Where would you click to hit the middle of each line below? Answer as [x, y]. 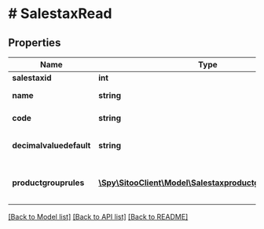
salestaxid [32, 78]
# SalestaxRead [60, 14]
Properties [35, 43]
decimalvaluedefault [51, 145]
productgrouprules [48, 183]
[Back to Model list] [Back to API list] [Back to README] [98, 217]
